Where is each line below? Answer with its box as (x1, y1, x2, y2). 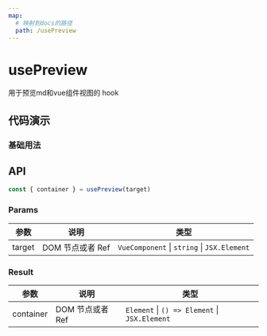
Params (8, 205, 38, 216)
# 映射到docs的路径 (15, 19, 73, 27)
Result (8, 266, 34, 277)
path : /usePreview (15, 26, 77, 34)
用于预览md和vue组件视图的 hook (8, 88, 119, 98)
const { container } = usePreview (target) (8, 186, 151, 193)
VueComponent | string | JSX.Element (118, 241, 250, 252)
